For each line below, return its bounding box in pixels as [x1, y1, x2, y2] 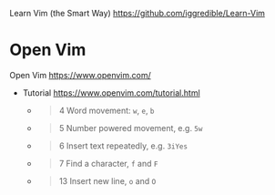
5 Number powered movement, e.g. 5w [58, 122, 203, 133]
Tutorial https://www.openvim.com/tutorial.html [22, 87, 200, 98]
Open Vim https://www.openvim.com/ [9, 69, 152, 80]
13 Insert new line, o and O [58, 175, 157, 186]
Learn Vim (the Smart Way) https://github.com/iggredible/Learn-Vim [9, 8, 266, 18]
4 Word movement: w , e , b [58, 105, 155, 116]
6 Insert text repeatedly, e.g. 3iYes [58, 140, 188, 151]
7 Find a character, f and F [58, 158, 158, 169]
